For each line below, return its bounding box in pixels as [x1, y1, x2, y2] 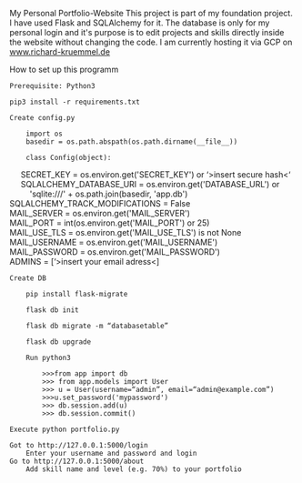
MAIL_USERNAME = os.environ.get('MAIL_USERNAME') [9, 236, 218, 247]
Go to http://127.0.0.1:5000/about [9, 457, 145, 466]
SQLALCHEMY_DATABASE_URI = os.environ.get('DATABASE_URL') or [20, 179, 280, 189]
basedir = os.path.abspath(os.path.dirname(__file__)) [25, 137, 238, 146]
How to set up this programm [9, 64, 119, 75]
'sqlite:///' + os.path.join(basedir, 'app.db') [29, 188, 188, 199]
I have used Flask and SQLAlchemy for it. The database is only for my [9, 17, 270, 28]
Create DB [9, 274, 47, 283]
